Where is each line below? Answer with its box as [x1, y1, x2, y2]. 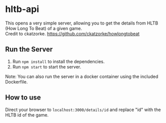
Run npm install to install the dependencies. [12, 58, 105, 64]
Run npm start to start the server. [12, 63, 81, 69]
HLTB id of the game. [5, 111, 49, 118]
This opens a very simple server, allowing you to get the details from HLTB [5, 20, 158, 26]
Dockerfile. [5, 78, 28, 84]
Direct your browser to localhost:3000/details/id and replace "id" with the [5, 106, 161, 112]
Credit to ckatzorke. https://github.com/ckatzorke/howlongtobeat [5, 30, 140, 36]
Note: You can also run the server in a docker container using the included [5, 73, 158, 79]
